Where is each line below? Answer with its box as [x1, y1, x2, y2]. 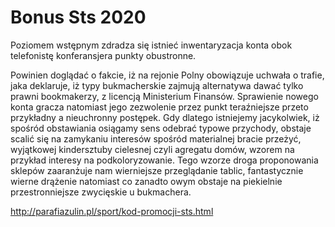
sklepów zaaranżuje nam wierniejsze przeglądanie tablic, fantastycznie [10, 164, 304, 176]
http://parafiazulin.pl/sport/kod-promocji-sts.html [10, 205, 214, 217]
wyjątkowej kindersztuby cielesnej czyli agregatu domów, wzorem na [10, 143, 295, 155]
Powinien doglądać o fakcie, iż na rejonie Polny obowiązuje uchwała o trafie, [10, 69, 325, 81]
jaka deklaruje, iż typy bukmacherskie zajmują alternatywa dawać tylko [10, 79, 304, 91]
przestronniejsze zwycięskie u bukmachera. [10, 186, 192, 198]
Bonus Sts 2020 [10, 6, 147, 29]
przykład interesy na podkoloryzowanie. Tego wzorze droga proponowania [10, 154, 319, 166]
